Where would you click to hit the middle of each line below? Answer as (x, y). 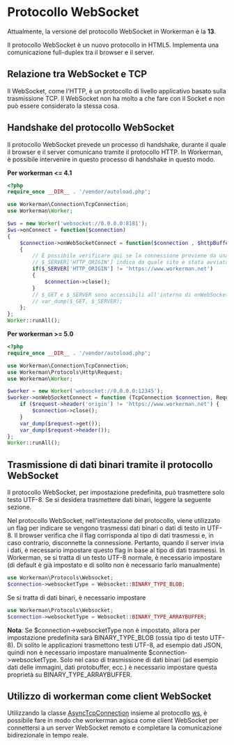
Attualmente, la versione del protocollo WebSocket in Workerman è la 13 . (112, 31)
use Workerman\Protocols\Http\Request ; (65, 372)
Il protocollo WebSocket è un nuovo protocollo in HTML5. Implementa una (113, 45)
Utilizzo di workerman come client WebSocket (109, 697)
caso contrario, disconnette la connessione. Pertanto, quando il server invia (116, 543)
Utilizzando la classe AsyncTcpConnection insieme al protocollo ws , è (107, 713)
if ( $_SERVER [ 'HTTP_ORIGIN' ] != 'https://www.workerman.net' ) (123, 269)
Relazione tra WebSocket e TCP (77, 74)
